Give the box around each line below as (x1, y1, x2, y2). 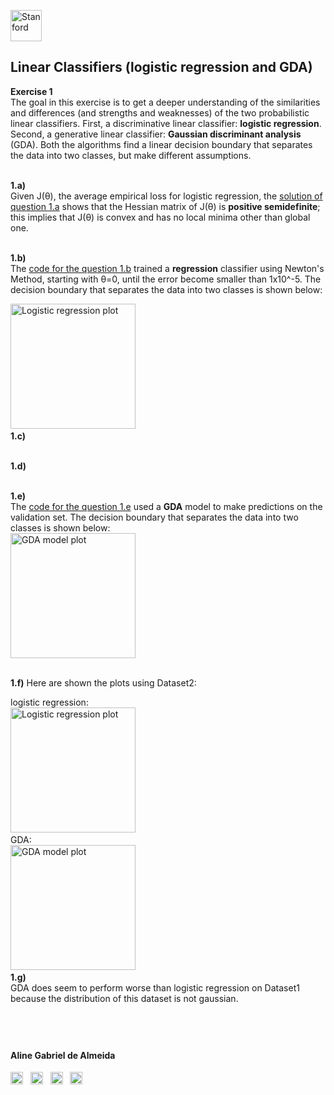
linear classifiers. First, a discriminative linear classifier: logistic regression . (10, 117, 322, 129)
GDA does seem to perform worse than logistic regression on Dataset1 (10, 981, 300, 994)
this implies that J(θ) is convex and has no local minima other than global (10, 211, 311, 223)
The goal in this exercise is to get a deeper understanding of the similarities (10, 96, 321, 108)
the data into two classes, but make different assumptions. (10, 149, 252, 161)
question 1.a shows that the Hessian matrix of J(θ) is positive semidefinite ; (10, 200, 321, 212)
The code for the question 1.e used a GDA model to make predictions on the (10, 500, 323, 512)
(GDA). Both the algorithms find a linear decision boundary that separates (10, 138, 313, 150)
